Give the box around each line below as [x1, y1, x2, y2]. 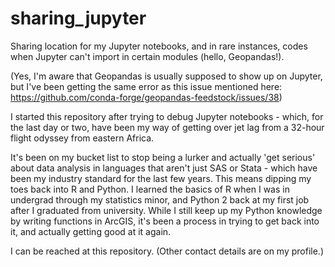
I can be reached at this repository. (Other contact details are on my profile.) [10, 245, 324, 257]
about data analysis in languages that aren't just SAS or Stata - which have [10, 162, 318, 174]
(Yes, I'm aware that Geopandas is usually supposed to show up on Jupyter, [10, 70, 323, 82]
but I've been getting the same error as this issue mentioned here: [10, 80, 283, 92]
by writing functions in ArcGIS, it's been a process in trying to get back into [10, 215, 320, 227]
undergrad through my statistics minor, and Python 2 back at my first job [10, 193, 310, 206]
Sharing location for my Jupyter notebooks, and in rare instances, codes [10, 40, 308, 52]
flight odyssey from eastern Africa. [10, 132, 155, 144]
